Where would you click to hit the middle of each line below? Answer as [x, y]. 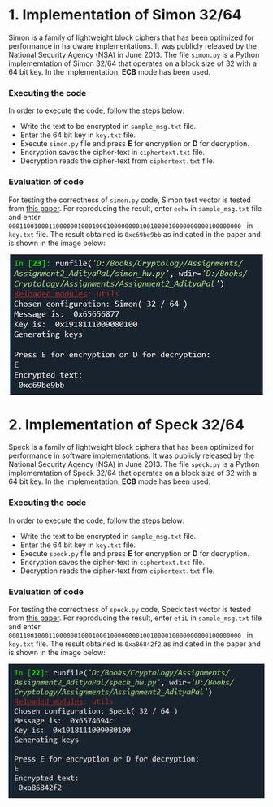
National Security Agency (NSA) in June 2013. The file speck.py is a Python [134, 464]
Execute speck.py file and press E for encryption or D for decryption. [135, 553]
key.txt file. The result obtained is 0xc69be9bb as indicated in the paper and [135, 234]
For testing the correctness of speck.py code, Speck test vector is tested [130, 610]
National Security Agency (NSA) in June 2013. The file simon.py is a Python [134, 54]
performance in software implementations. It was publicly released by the [132, 455]
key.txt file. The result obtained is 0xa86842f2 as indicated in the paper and [135, 644]
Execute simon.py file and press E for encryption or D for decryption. [135, 144]
